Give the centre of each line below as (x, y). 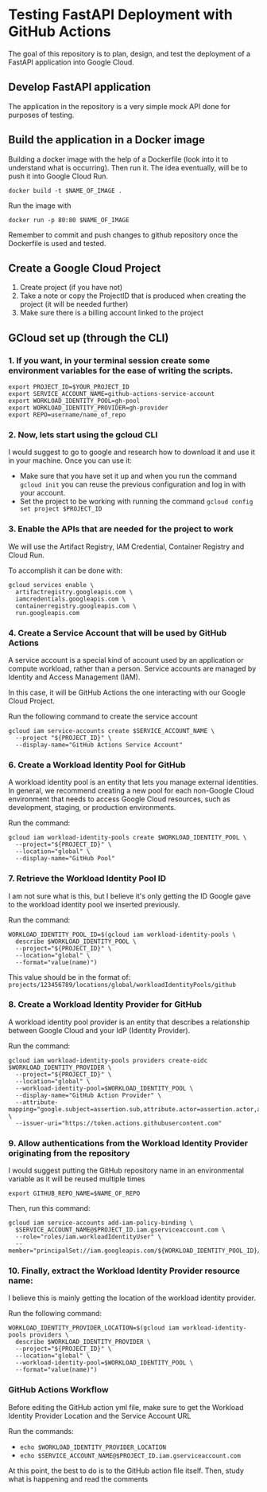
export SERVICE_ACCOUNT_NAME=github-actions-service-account (112, 394)
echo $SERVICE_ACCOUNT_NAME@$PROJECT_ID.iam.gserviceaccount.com (130, 1455)
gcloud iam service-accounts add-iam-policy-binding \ (101, 1223)
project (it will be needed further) (74, 304)
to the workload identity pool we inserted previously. (94, 904)
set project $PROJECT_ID (61, 509)
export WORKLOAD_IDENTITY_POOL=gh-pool (74, 401)
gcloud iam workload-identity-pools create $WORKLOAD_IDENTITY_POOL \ (128, 838)
